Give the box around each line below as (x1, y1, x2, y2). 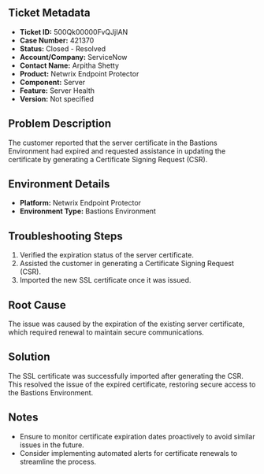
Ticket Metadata (8, 6, 91, 20)
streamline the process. (19, 457, 97, 466)
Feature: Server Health (19, 86, 95, 95)
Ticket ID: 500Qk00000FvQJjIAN (19, 27, 128, 36)
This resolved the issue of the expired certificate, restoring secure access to (8, 380, 256, 389)
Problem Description (8, 117, 112, 131)
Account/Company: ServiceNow (19, 52, 128, 61)
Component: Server (19, 77, 86, 87)
